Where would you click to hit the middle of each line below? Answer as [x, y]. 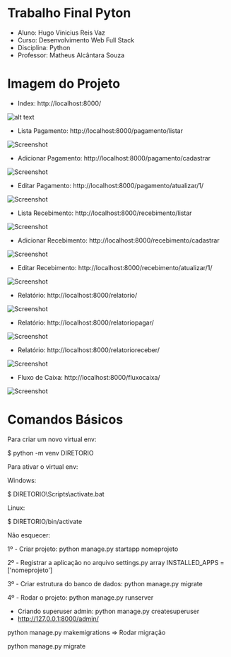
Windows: [22, 480]
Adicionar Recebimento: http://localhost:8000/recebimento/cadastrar [119, 240]
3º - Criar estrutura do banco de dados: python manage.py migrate [105, 583]
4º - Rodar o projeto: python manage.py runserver [81, 597]
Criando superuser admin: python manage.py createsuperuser [108, 611]
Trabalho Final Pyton [69, 13]
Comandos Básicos [65, 420]
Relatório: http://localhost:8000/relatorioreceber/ [89, 350]
